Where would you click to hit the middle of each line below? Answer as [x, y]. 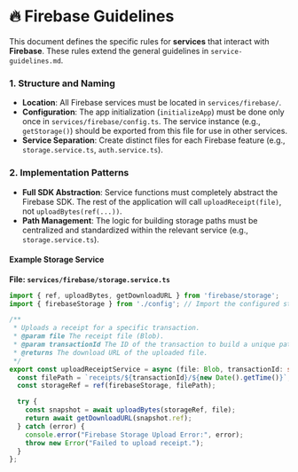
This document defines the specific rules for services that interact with [139, 41]
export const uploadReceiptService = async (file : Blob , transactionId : [146, 369]
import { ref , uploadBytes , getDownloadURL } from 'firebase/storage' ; [144, 295]
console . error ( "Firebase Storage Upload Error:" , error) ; [134, 435]
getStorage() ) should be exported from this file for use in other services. [155, 131]
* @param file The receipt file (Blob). [89, 336]
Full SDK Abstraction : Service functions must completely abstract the [149, 192]
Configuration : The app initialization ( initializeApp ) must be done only [153, 112]
